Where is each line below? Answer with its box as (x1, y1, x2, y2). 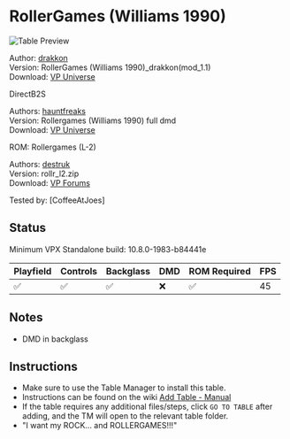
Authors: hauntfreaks (9, 105, 87, 116)
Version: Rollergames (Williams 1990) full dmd (9, 115, 177, 126)
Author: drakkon (9, 52, 68, 63)
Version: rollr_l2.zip (9, 168, 80, 179)
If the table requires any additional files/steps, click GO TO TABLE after (21, 401, 273, 412)
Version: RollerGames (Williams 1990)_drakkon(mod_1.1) (9, 62, 211, 73)
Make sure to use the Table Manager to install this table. (21, 382, 226, 393)
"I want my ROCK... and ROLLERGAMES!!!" (21, 420, 178, 431)
